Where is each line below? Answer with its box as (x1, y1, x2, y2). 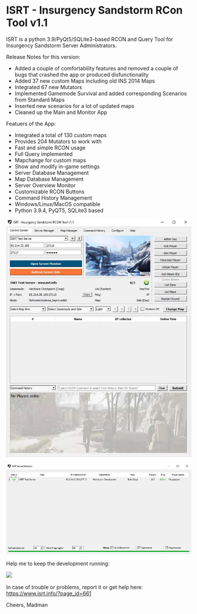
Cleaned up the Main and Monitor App (14, 109, 108, 116)
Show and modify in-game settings (14, 163, 100, 170)
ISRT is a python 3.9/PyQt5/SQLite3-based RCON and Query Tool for (6, 35, 173, 43)
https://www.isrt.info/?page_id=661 (6, 590, 92, 597)
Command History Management (14, 194, 92, 201)
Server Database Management (14, 169, 89, 176)
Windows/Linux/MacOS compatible (14, 200, 101, 207)
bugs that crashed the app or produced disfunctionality (14, 71, 149, 78)
